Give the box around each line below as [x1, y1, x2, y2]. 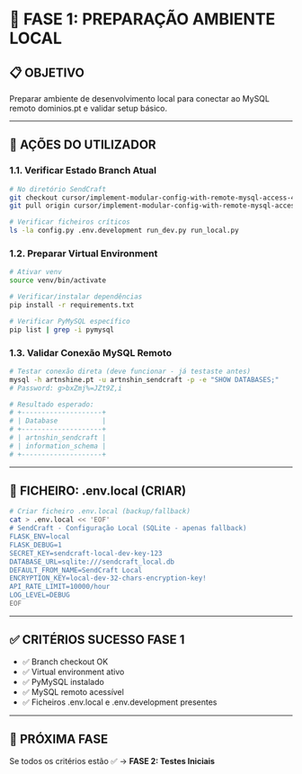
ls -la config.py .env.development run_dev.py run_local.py [9, 226, 240, 236]
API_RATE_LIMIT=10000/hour [9, 583, 111, 592]
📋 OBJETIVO [9, 65, 85, 80]
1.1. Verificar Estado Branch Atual [9, 165, 157, 177]
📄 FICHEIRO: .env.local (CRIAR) [9, 484, 187, 499]
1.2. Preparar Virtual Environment [9, 247, 158, 260]
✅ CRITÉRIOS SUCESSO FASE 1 [9, 632, 185, 647]
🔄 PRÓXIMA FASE [9, 732, 109, 747]
